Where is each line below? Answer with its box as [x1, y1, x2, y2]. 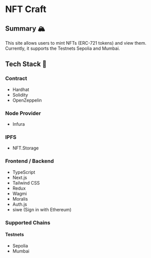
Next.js [12, 175, 27, 181]
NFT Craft [5, 4, 46, 15]
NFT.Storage [12, 145, 39, 151]
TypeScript [12, 169, 35, 175]
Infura [12, 121, 25, 127]
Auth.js [12, 201, 27, 207]
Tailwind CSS [12, 180, 40, 186]
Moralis [12, 196, 28, 202]
